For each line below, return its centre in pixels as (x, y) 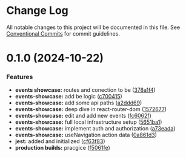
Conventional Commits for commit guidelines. (63, 33)
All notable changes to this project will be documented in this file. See (93, 27)
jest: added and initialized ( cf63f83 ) (60, 141)
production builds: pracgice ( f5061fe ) (62, 148)
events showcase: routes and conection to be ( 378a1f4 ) (85, 90)
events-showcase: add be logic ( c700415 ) (68, 97)
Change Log (37, 11)
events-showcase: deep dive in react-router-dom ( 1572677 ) (91, 109)
